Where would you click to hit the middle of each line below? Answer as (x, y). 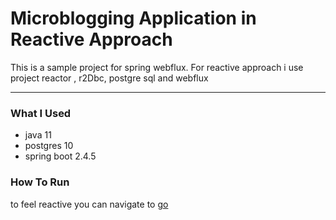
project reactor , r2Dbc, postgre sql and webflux (109, 78)
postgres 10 (49, 146)
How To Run (40, 182)
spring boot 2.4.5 (60, 156)
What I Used (41, 113)
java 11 (38, 135)
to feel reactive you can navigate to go (89, 204)
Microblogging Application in (133, 18)
